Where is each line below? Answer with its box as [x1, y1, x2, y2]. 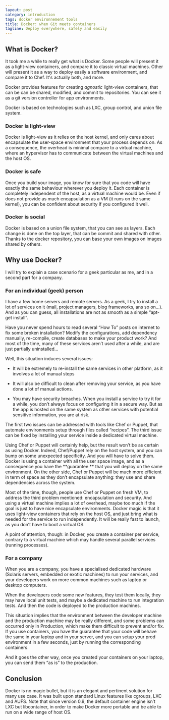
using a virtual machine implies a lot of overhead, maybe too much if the [5, 500, 155, 506]
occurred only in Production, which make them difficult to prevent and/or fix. [5, 623, 164, 629]
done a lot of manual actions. [12, 385, 73, 392]
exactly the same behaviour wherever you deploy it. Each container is [5, 185, 150, 191]
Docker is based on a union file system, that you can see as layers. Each [5, 225, 155, 231]
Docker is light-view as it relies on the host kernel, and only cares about [5, 134, 154, 140]
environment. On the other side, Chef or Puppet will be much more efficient [5, 469, 162, 475]
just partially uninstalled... [5, 346, 59, 352]
